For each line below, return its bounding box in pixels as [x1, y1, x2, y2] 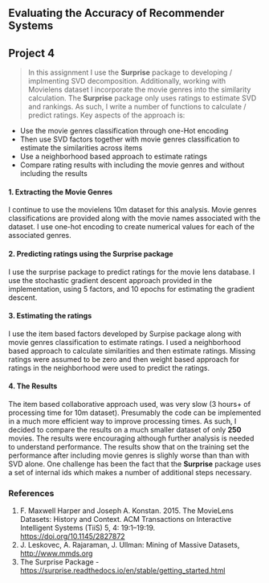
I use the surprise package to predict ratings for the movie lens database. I [8, 267, 255, 277]
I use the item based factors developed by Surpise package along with [8, 329, 243, 339]
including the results [19, 169, 88, 179]
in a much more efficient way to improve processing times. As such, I [8, 417, 237, 426]
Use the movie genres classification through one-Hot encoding [19, 126, 229, 136]
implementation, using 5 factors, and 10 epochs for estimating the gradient [8, 284, 255, 294]
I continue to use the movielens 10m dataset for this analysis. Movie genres [8, 205, 257, 215]
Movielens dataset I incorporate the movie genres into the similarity [27, 84, 251, 95]
